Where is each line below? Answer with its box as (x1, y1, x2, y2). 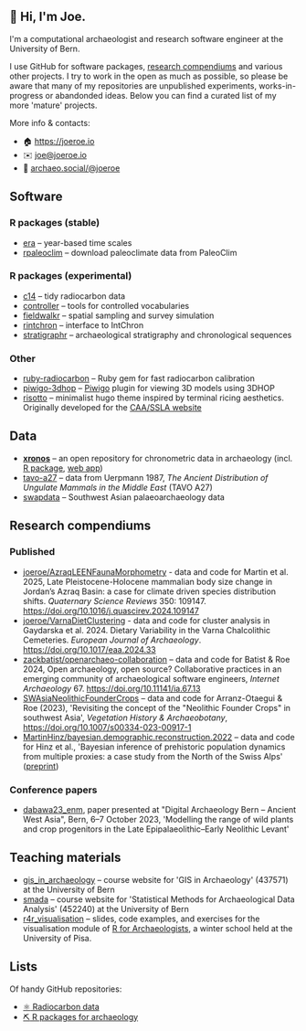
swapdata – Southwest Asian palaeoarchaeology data (22, 491, 226, 503)
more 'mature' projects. (9, 100, 98, 111)
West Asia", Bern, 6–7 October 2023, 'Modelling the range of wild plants (22, 813, 294, 824)
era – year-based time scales (22, 237, 132, 248)
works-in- (259, 80, 297, 91)
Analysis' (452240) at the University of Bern (22, 903, 189, 914)
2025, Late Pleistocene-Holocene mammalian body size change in (22, 576, 273, 587)
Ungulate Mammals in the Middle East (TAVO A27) (22, 482, 213, 493)
